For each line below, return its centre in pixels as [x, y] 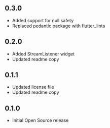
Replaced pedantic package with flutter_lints [59, 26]
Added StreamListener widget [43, 54]
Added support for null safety [43, 20]
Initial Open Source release [40, 120]
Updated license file [33, 87]
